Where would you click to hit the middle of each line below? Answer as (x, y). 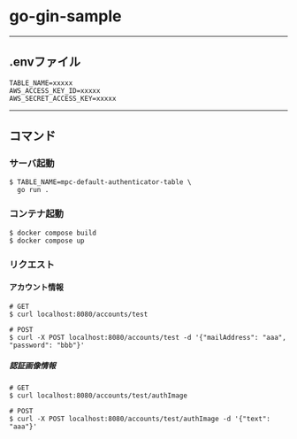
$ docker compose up (47, 241)
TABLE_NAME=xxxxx (41, 83)
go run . (33, 190)
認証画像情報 (32, 366)
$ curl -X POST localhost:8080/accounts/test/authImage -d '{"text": (140, 419)
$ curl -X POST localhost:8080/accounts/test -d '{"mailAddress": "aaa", (148, 337)
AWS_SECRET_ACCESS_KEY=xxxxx (63, 98)
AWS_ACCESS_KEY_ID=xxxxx (55, 90)
